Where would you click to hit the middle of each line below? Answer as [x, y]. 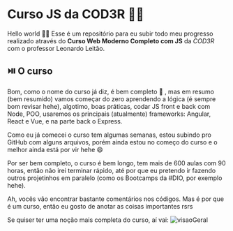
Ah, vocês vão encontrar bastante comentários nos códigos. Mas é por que [116, 199]
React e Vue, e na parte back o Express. [65, 121]
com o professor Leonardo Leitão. [56, 48]
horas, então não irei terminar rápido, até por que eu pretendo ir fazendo [112, 170]
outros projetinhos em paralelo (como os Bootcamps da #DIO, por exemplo [115, 178]
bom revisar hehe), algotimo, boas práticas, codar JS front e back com [109, 106]
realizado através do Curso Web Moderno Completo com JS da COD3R [111, 40]
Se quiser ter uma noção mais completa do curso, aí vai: [88, 220]
